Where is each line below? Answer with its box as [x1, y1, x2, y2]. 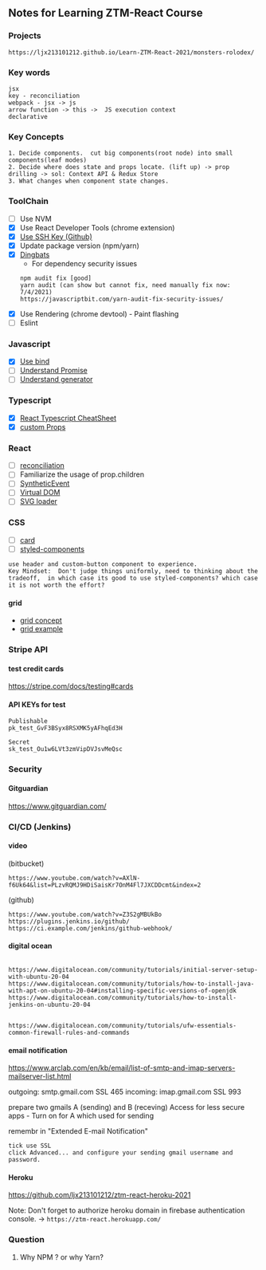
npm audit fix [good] [19, 274, 92, 282]
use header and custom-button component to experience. [8, 560, 198, 568]
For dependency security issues [31, 258, 138, 268]
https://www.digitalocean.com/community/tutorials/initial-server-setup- [8, 965, 259, 973]
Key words [8, 67, 50, 78]
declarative [8, 112, 48, 120]
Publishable [8, 718, 48, 725]
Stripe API [8, 644, 49, 655]
